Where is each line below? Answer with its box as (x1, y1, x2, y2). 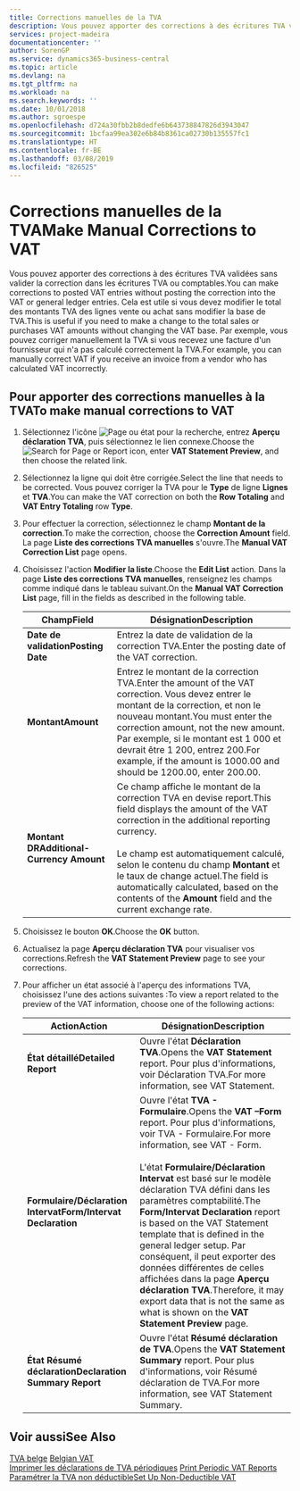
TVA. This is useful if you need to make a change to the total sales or (9, 316, 260, 327)
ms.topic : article (9, 63, 78, 72)
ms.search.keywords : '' (9, 96, 98, 105)
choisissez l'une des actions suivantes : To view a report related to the (21, 989, 279, 1000)
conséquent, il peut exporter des (139, 1251, 277, 1263)
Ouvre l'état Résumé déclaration (139, 1332, 279, 1345)
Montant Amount (26, 716, 99, 729)
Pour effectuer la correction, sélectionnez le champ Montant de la (21, 519, 266, 529)
